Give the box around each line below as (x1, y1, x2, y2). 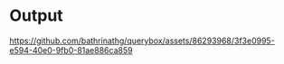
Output (9, 5, 63, 26)
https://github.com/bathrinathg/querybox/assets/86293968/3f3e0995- (9, 35, 276, 46)
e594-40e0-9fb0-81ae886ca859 (9, 44, 133, 55)
